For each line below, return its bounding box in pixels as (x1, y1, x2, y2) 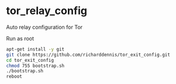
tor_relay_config (6, 4, 87, 18)
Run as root (6, 35, 34, 42)
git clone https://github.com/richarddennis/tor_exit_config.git (6, 52, 170, 58)
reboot (6, 73, 22, 80)
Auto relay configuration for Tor (6, 23, 83, 31)
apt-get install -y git (6, 46, 65, 52)
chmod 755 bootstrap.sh (6, 63, 65, 69)
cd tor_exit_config (6, 57, 54, 63)
